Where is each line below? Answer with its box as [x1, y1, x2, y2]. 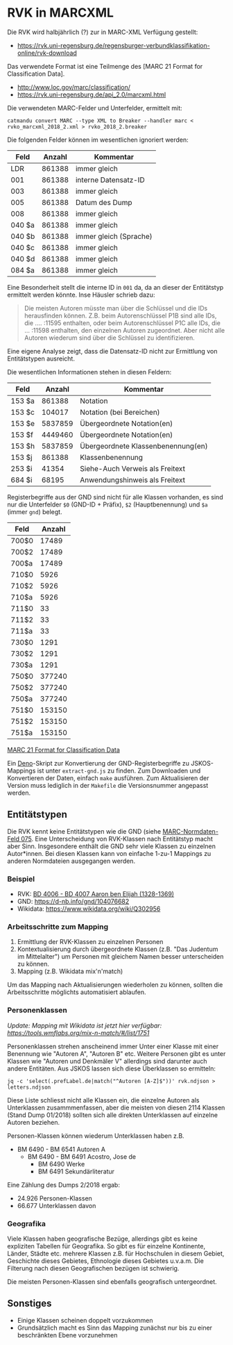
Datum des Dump [75, 197, 132, 207]
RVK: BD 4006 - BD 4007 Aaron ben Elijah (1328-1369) [17, 890, 175, 898]
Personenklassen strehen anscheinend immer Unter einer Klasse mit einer [7, 1042, 219, 1050]
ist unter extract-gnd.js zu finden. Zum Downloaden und [37, 766, 201, 775]
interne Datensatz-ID [75, 175, 145, 185]
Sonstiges [7, 1298, 52, 1310]
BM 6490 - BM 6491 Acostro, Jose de [27, 1152, 137, 1161]
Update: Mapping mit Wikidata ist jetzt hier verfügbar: [7, 1021, 162, 1030]
